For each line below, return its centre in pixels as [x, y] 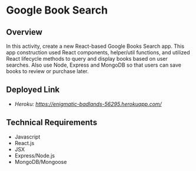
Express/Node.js [34, 155]
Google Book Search [57, 10]
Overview [24, 32]
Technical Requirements [52, 122]
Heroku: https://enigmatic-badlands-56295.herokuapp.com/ [88, 104]
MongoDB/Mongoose [41, 162]
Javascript [27, 137]
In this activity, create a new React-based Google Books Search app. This [95, 46]
